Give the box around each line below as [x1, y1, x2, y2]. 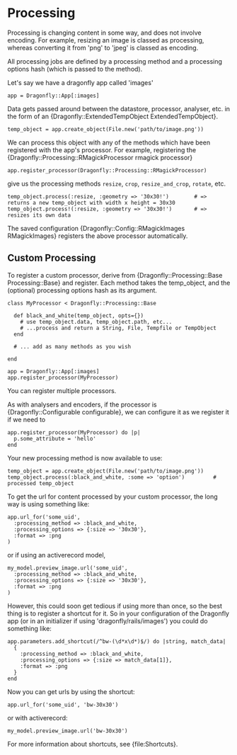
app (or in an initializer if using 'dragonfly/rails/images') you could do [7, 616, 208, 625]
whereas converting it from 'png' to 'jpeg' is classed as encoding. [7, 43, 199, 52]
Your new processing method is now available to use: [7, 453, 163, 462]
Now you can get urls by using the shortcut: [7, 687, 136, 696]
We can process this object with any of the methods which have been [7, 138, 211, 147]
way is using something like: [7, 499, 90, 508]
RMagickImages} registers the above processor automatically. [7, 232, 188, 240]
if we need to [7, 415, 46, 424]
